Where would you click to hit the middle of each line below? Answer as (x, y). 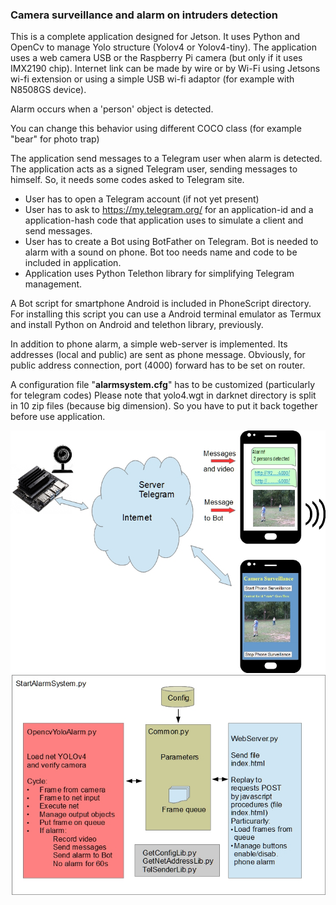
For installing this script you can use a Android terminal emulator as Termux (166, 314)
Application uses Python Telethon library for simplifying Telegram (159, 274)
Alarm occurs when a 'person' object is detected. (112, 109)
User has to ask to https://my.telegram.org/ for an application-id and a (169, 210)
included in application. (73, 263)
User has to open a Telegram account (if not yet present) (142, 199)
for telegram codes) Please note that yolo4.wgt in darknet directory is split (163, 395)
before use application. (58, 417)
